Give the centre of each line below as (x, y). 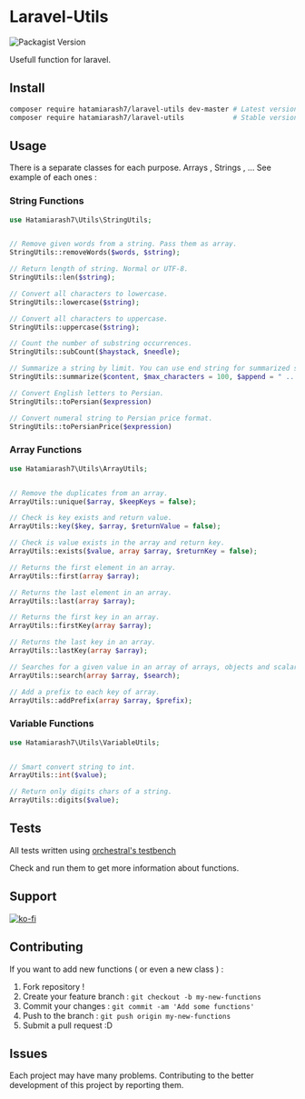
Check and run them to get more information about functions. (124, 868)
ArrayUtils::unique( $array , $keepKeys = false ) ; (103, 502)
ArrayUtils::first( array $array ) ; (75, 576)
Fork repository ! (54, 986)
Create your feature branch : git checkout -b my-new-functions (142, 996)
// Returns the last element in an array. (91, 593)
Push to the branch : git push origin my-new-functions (127, 1015)
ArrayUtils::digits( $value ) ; (64, 800)
